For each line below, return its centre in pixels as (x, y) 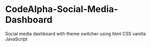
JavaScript (16, 39)
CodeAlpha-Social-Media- (62, 9)
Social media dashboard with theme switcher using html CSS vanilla (75, 33)
